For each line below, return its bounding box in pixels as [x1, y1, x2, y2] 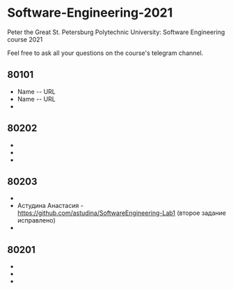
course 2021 [7, 35, 43, 43]
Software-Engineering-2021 [7, 5, 173, 21]
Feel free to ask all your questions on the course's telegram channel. [7, 49, 204, 57]
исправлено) [17, 216, 56, 225]
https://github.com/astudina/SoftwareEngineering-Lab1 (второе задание [17, 209, 226, 217]
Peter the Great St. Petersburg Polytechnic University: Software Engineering [7, 28, 225, 36]
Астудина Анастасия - [17, 202, 83, 210]
